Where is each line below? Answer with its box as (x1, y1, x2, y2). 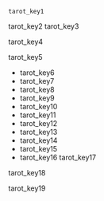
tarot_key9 (19, 93, 55, 103)
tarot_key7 (19, 77, 55, 85)
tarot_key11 (19, 110, 56, 120)
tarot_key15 (19, 144, 58, 153)
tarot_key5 (8, 53, 43, 61)
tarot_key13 (19, 128, 58, 136)
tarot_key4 (8, 37, 44, 46)
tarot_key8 (19, 85, 55, 94)
